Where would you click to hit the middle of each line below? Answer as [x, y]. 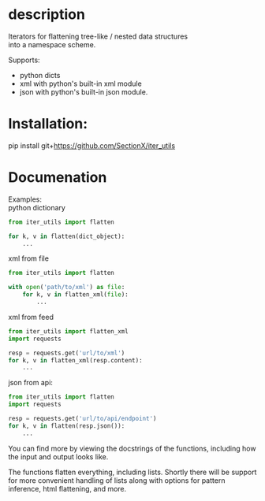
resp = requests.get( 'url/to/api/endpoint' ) [82, 419]
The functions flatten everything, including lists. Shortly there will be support [132, 472]
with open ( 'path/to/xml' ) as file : [67, 288]
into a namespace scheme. [52, 44]
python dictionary [37, 207]
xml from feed [31, 317]
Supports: [24, 60]
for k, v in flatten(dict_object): [67, 236]
